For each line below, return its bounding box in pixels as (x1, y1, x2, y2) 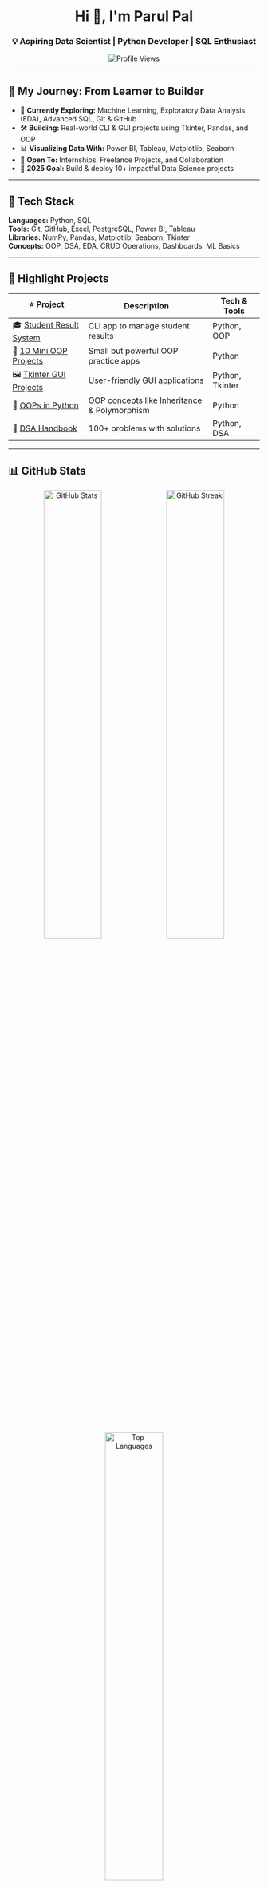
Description (123, 300, 170, 311)
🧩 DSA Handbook (12, 423, 77, 434)
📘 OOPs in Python (12, 400, 80, 411)
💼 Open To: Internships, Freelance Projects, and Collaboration (19, 155, 223, 165)
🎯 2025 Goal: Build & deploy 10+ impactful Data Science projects (19, 164, 234, 173)
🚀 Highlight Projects (8, 272, 109, 285)
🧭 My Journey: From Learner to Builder (8, 84, 205, 98)
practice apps (88, 355, 140, 366)
